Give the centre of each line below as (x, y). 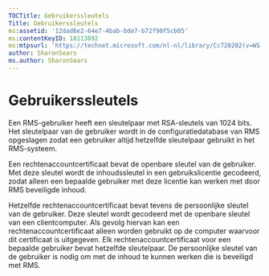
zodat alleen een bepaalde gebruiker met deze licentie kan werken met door (134, 181)
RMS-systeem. (33, 148)
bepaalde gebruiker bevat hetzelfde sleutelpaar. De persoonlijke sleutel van (133, 248)
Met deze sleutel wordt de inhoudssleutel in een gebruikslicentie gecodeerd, (135, 172)
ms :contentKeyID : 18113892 (53, 38)
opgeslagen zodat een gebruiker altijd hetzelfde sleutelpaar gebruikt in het (132, 140)
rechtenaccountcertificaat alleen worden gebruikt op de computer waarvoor (134, 231)
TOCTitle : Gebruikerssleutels (59, 16)
